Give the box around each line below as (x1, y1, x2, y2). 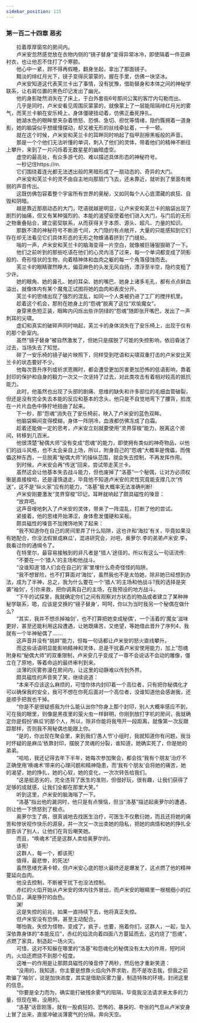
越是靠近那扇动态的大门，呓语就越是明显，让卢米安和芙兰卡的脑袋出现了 (16, 205, 191, 212)
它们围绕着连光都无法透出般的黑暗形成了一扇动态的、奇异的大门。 (16, 168, 176, 175)
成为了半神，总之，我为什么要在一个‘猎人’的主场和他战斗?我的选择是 (16, 578, 181, 585)
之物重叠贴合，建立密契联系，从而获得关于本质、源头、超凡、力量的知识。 (6, 219, 186, 226)
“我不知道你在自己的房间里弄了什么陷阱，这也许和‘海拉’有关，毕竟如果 (16, 527, 186, 534)
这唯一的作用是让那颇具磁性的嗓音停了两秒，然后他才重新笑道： (16, 959, 171, 966)
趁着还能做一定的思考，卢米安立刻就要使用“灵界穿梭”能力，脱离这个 (16, 424, 181, 431)
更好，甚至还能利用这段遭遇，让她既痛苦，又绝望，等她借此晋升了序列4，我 (6, 622, 189, 629)
